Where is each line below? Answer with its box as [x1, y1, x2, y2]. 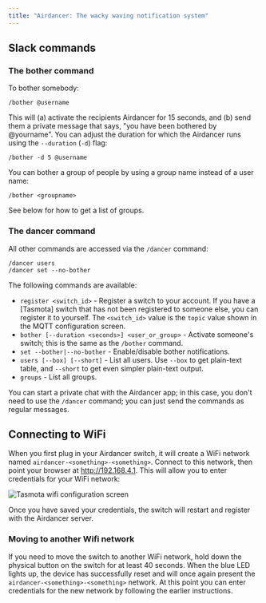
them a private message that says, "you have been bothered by [8, 121, 217, 131]
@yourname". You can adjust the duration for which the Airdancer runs [8, 129, 241, 140]
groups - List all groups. [19, 372, 97, 382]
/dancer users [8, 259, 56, 268]
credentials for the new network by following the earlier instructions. [8, 585, 233, 595]
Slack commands [8, 42, 96, 55]
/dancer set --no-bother [8, 266, 91, 274]
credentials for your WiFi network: [8, 474, 121, 484]
